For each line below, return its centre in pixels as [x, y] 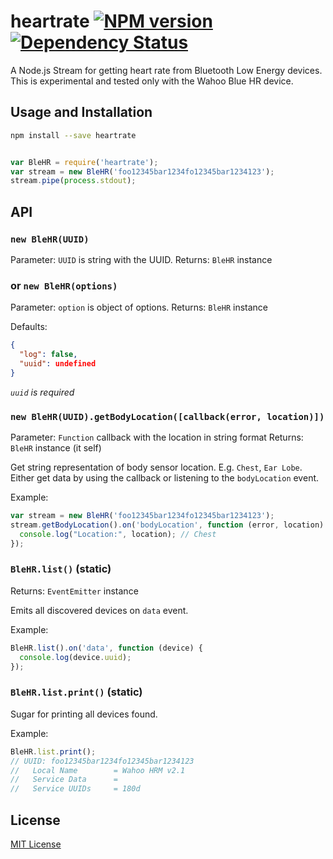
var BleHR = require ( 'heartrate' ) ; [84, 162]
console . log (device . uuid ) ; [75, 657]
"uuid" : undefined [58, 363]
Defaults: [29, 327]
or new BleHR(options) [64, 285]
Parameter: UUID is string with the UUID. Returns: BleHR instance [141, 259]
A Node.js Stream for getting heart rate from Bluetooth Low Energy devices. [166, 70]
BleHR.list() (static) [61, 569]
